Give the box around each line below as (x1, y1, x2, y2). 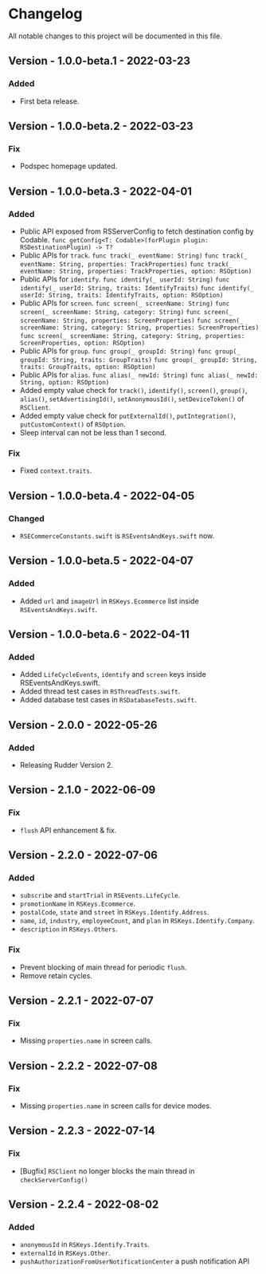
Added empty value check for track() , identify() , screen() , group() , (19, 386, 248, 395)
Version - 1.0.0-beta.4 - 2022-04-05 (8, 489, 195, 502)
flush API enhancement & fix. (19, 825, 117, 835)
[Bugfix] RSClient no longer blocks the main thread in (19, 1166, 195, 1176)
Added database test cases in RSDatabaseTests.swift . (19, 695, 197, 705)
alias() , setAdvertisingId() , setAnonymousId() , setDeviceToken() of (19, 394, 244, 403)
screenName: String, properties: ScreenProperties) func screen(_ (19, 317, 244, 324)
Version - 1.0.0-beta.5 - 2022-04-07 (8, 554, 194, 568)
